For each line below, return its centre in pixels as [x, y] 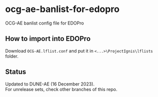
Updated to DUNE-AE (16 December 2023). [50, 84]
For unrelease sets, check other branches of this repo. [61, 89]
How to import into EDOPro [48, 39]
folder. [12, 56]
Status [16, 72]
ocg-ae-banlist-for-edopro [62, 9]
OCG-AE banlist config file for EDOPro [45, 23]
